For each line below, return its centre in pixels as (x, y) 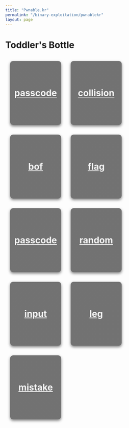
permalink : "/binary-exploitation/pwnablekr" (54, 15)
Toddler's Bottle (40, 45)
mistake (36, 388)
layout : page (19, 19)
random (96, 240)
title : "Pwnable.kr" (27, 10)
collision (96, 93)
